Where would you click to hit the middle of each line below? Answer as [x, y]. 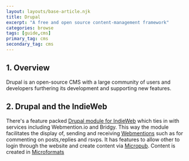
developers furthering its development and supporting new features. [89, 88]
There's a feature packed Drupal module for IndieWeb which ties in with [93, 121]
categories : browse [30, 28]
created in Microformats [35, 152]
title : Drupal [23, 17]
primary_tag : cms [27, 39]
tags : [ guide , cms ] [28, 33]
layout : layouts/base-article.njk [48, 11]
